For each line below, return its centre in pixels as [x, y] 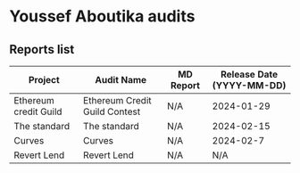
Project [44, 80]
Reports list [42, 49]
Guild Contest [112, 111]
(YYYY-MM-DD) [249, 85]
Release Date [249, 74]
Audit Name [121, 80]
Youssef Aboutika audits [102, 16]
